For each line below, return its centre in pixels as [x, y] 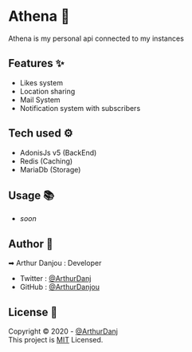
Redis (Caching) [46, 161]
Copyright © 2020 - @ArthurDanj [63, 331]
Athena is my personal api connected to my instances [96, 38]
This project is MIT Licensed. [56, 340]
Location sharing [47, 91]
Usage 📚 [31, 195]
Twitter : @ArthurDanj [55, 279]
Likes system [41, 82]
